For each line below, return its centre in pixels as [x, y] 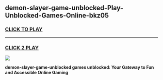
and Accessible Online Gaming [37, 72]
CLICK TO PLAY [24, 30]
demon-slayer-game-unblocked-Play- [64, 8]
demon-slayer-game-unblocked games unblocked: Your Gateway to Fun [80, 67]
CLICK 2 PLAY [22, 48]
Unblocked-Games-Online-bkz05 [57, 16]
